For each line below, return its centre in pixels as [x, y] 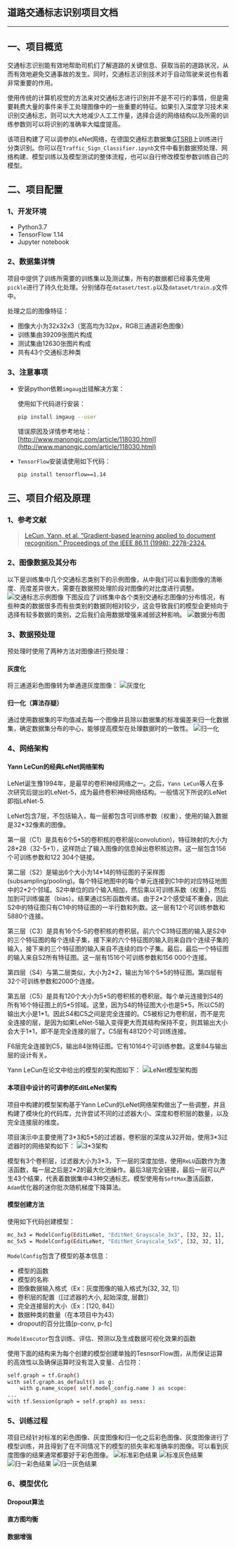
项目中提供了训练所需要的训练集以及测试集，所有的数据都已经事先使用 [109, 278]
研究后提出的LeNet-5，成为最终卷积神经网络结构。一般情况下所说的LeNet [120, 792]
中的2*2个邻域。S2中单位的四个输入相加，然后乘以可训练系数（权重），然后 [117, 890]
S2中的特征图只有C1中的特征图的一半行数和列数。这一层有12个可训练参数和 [116, 907]
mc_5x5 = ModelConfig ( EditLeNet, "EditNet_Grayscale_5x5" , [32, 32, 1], [116, 1241]
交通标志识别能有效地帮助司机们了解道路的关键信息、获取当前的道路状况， [115, 65]
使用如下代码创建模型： [41, 1221]
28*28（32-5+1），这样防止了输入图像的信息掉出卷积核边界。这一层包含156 [117, 849]
